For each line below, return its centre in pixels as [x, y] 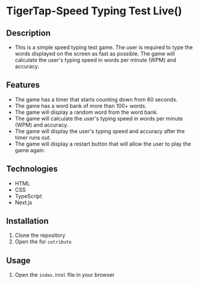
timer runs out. [33, 137]
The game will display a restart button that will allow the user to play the [103, 144]
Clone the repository [40, 235]
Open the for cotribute [43, 242]
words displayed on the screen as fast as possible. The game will [95, 54]
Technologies [32, 169]
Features [23, 85]
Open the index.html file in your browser [65, 275]
